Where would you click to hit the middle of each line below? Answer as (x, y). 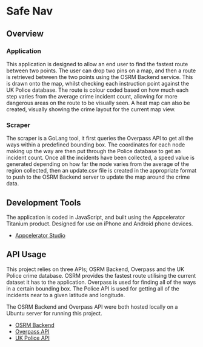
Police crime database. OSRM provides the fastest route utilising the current (101, 275)
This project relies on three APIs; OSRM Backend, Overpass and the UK (95, 269)
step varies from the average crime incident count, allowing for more (92, 96)
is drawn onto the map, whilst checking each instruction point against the (98, 83)
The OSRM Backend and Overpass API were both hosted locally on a (92, 307)
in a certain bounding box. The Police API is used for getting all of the (93, 288)
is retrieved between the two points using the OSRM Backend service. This (100, 77)
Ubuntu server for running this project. (54, 313)
